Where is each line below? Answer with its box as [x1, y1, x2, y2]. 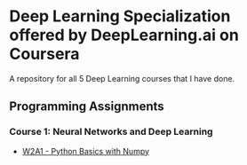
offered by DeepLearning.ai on [9, 25, 240, 45]
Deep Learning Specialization [9, 6, 231, 27]
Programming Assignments [9, 99, 164, 114]
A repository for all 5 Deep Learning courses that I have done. [9, 73, 235, 83]
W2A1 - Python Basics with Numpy [21, 145, 149, 156]
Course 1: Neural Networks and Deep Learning [9, 126, 213, 138]
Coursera [9, 44, 80, 64]
